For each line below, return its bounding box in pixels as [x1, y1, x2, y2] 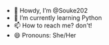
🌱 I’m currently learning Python [13, 14, 102, 22]
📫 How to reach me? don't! [13, 21, 92, 29]
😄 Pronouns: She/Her [13, 31, 77, 39]
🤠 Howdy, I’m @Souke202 [13, 7, 88, 14]
